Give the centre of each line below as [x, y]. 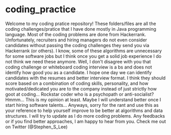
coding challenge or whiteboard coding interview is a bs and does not [79, 67]
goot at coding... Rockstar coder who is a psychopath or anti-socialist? [80, 94]
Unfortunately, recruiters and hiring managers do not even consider [76, 40]
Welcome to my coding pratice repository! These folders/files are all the [81, 24]
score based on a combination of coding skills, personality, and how [77, 83]
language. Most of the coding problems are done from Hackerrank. [76, 34]
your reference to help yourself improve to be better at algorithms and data [84, 110]
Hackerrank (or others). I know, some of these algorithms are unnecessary [83, 51]
